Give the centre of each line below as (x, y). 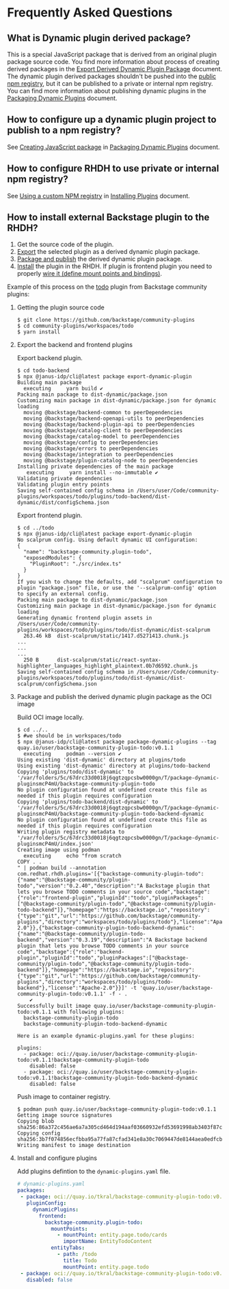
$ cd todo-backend (43, 371)
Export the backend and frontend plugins (75, 345)
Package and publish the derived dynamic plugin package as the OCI (114, 697)
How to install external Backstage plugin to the (108, 217)
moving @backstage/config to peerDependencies (91, 443)
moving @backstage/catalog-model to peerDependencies (102, 437)
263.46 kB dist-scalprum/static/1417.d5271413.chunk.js (106, 636)
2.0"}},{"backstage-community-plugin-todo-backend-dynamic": (106, 928)
